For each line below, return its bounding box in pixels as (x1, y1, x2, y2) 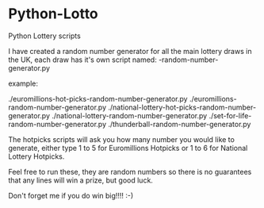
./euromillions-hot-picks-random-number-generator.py (8, 94, 188, 103)
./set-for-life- (209, 110, 252, 120)
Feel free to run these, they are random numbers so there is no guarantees (8, 167, 252, 176)
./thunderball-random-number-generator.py (108, 119, 251, 129)
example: (8, 79, 38, 88)
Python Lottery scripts (8, 31, 81, 40)
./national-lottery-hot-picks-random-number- (108, 102, 256, 112)
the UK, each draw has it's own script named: (8, 55, 157, 64)
